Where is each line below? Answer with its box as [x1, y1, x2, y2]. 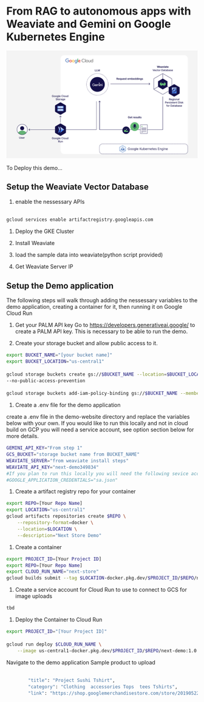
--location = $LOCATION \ [17, 526, 78, 532]
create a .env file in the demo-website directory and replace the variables [6, 413, 190, 420]
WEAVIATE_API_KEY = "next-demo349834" [6, 464, 99, 470]
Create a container [15, 543, 62, 550]
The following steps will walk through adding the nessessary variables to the [6, 297, 198, 304]
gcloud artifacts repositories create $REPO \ [6, 513, 126, 519]
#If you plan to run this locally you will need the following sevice [6, 470, 189, 477]
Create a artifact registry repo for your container [15, 488, 136, 495]
